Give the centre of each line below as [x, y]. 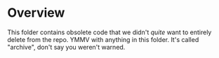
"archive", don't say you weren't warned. [66, 47]
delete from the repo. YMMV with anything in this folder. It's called [103, 39]
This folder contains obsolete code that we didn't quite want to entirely [109, 32]
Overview [36, 13]
